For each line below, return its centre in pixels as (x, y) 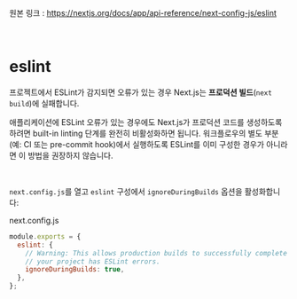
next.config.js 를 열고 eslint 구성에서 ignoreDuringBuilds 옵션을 (126, 191)
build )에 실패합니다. (44, 103)
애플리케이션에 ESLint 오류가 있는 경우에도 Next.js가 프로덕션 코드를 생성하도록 (146, 122)
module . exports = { (45, 236)
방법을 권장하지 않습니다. (70, 155)
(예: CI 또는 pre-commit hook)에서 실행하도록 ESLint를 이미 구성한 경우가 (137, 144)
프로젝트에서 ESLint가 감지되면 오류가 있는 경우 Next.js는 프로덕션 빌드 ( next (141, 92)
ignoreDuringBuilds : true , (75, 270)
